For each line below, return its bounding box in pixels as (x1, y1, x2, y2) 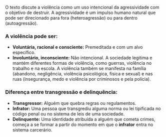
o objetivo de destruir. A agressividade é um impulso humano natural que (5, 10, 156, 16)
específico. (12, 50, 36, 56)
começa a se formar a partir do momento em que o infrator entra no (12, 121, 153, 127)
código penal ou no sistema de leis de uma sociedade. (12, 110, 125, 117)
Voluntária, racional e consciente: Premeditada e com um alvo (12, 44, 143, 50)
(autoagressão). (5, 20, 38, 26)
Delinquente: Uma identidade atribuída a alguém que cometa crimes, (12, 116, 156, 122)
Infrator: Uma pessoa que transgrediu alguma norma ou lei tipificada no (12, 105, 161, 111)
